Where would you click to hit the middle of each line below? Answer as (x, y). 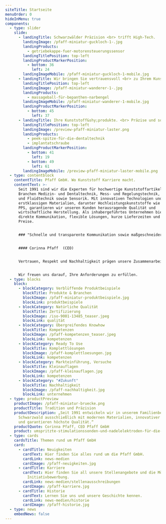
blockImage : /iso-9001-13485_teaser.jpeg (66, 316)
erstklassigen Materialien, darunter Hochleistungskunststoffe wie (89, 203)
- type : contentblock (32, 176)
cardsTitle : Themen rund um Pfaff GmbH (55, 441)
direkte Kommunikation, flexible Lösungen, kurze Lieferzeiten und (89, 217)
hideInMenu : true (23, 19)
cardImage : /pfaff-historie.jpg (56, 505)
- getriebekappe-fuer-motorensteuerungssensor (76, 51)
